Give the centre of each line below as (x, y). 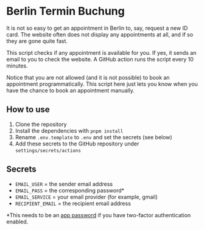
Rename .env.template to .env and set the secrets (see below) (93, 137)
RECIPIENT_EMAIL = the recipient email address (73, 203)
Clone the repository (41, 124)
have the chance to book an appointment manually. (71, 90)
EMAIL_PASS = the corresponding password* (70, 190)
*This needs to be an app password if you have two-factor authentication (99, 215)
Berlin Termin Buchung (65, 11)
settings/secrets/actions (48, 150)
